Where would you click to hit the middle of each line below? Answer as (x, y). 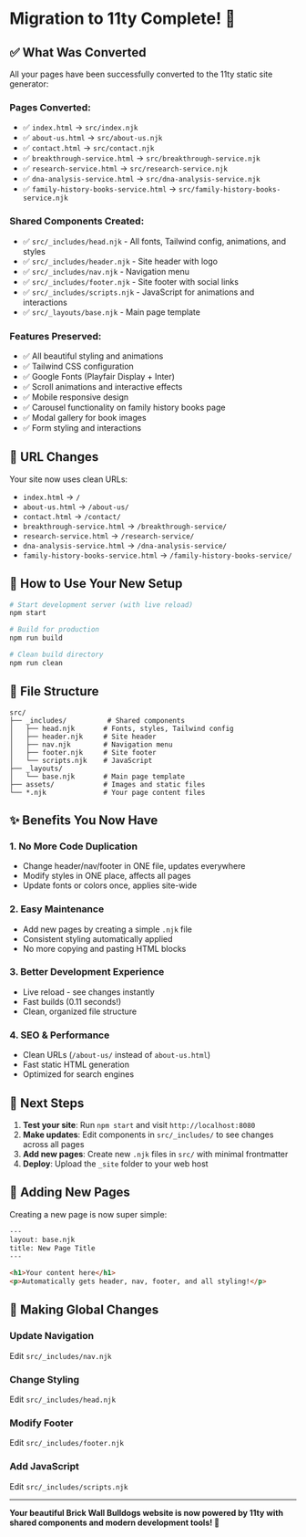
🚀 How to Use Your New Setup (96, 584)
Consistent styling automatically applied (97, 938)
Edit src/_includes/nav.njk (61, 1355)
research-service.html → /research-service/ (108, 535)
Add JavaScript (45, 1467)
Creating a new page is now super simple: (88, 1214)
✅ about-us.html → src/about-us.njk (92, 138)
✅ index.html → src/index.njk (80, 128)
